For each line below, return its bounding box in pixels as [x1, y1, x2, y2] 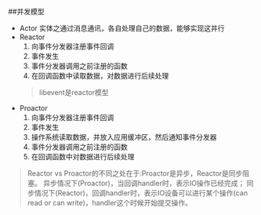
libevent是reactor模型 [38, 88, 109, 97]
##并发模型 [8, 7, 45, 16]
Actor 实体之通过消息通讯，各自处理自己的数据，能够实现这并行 [19, 24, 225, 33]
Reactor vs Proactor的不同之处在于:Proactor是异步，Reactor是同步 [27, 169, 243, 178]
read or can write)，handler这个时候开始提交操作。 [27, 199, 193, 207]
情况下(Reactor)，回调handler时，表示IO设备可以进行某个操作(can [34, 188, 248, 198]
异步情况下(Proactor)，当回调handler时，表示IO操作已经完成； [42, 179, 245, 188]
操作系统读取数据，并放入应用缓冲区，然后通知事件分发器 [31, 133, 217, 141]
